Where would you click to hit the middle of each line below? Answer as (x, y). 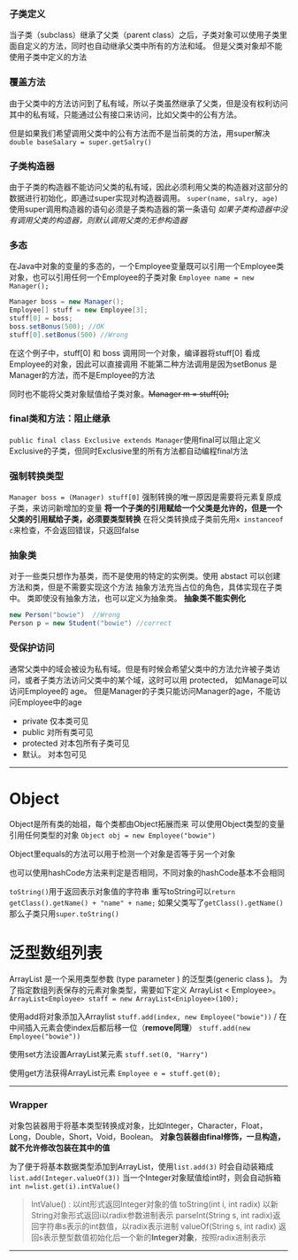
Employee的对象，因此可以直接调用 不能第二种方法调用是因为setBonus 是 (143, 364)
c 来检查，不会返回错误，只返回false (74, 530)
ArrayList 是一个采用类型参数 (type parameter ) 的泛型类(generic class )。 (143, 979)
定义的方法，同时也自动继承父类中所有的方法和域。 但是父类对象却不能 (153, 46)
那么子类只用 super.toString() (64, 914)
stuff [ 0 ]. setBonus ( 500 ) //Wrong (69, 335)
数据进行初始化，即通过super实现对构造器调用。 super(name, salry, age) (144, 197)
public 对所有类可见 (57, 731)
